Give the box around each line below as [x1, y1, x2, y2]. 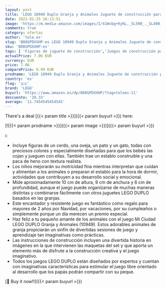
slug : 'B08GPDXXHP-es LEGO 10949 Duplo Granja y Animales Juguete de [5, 40, 152, 45]
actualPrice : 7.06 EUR [5, 53, 52, 58]
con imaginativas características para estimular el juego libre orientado [12, 264, 157, 270]
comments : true [5, 26, 37, 31]
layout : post [5, 7, 32, 12]
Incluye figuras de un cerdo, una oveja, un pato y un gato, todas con [12, 142, 152, 149]
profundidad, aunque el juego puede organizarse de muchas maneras [12, 184, 155, 191]
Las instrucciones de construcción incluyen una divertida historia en [12, 237, 152, 243]
